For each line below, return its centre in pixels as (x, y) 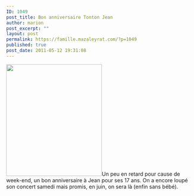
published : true (26, 45)
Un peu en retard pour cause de (141, 174)
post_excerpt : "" (28, 28)
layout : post (22, 34)
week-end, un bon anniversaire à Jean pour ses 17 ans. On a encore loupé (97, 180)
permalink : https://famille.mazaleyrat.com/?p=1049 (71, 39)
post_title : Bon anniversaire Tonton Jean (60, 17)
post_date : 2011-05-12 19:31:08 (46, 51)
